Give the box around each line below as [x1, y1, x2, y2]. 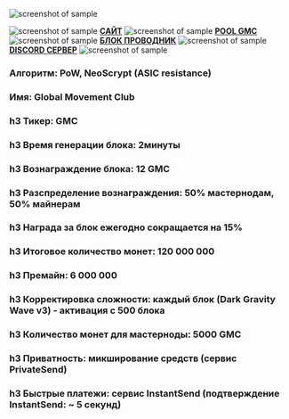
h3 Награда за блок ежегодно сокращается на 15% [9, 221, 243, 234]
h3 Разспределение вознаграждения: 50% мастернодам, [9, 186, 274, 199]
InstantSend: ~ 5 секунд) [9, 398, 122, 410]
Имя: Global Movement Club [9, 90, 135, 103]
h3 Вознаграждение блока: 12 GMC [9, 162, 171, 175]
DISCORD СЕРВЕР [9, 45, 77, 55]
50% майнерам [9, 197, 81, 209]
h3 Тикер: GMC [9, 114, 78, 127]
